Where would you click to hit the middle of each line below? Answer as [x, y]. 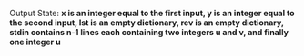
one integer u [35, 42]
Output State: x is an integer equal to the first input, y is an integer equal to [152, 13]
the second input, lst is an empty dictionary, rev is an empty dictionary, [147, 23]
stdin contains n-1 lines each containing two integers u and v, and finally [149, 32]
